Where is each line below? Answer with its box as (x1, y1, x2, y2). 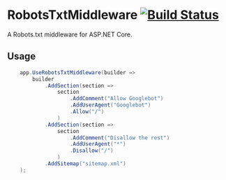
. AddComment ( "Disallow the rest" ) (69, 134, 170, 141)
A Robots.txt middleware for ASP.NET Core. (7, 30, 133, 39)
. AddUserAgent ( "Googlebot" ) (69, 102, 151, 109)
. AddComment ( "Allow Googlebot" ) (69, 95, 164, 102)
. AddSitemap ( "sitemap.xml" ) (44, 160, 127, 167)
